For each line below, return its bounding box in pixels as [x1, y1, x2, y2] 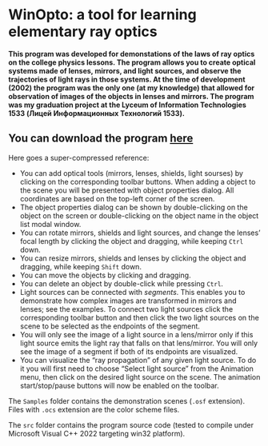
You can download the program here [8, 132, 194, 145]
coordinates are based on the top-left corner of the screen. [19, 193, 215, 203]
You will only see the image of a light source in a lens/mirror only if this [19, 329, 254, 339]
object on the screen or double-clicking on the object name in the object [19, 210, 259, 221]
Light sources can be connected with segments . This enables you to [19, 287, 246, 297]
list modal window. [19, 219, 82, 229]
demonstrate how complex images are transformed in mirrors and [19, 296, 237, 305]
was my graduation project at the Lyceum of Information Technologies [8, 100, 246, 110]
